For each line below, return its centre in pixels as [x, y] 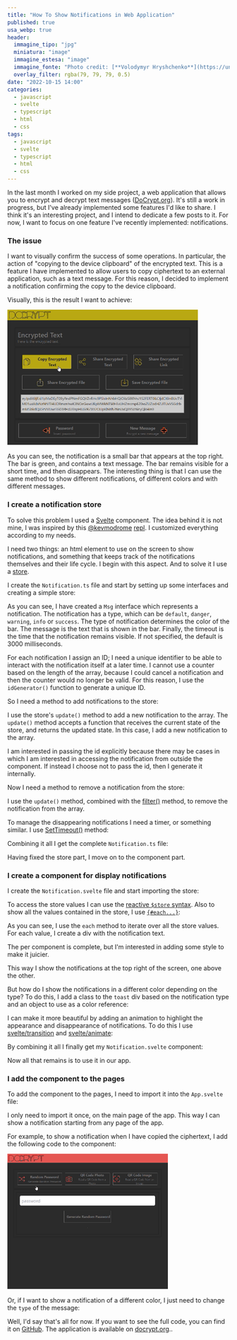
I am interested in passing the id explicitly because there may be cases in [114, 751]
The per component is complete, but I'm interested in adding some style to [116, 946]
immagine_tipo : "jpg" [45, 45]
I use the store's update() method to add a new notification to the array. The [118, 715]
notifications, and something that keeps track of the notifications [101, 556]
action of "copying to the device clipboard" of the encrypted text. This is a [115, 264]
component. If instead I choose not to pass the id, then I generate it [105, 766]
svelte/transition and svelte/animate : [60, 1033]
